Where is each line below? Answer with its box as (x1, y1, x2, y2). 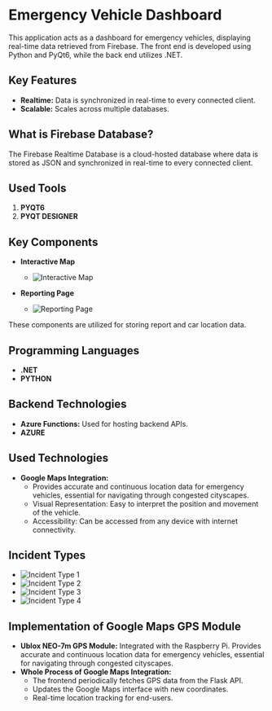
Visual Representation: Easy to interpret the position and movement (32, 498, 259, 508)
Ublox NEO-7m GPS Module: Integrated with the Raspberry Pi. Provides (20, 641, 262, 651)
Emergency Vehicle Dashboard (8, 6, 222, 24)
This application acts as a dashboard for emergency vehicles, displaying (8, 33, 251, 42)
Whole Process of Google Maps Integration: (20, 667, 172, 677)
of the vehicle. (32, 507, 81, 517)
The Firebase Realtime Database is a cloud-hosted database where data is (8, 149, 259, 159)
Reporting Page (20, 288, 75, 298)
